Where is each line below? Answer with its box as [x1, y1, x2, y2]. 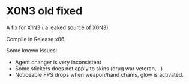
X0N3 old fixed [6, 4, 83, 18]
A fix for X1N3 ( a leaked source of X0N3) [6, 24, 109, 31]
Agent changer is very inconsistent [14, 58, 102, 66]
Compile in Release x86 [6, 35, 65, 42]
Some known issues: [6, 46, 58, 54]
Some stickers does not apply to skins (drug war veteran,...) [14, 64, 163, 72]
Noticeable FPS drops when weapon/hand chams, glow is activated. [14, 71, 184, 78]
